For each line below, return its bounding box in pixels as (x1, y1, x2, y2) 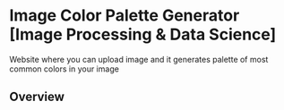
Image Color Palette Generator (9, 5, 240, 26)
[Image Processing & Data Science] (9, 24, 277, 45)
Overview (9, 89, 65, 105)
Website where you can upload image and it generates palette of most (9, 54, 269, 64)
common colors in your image (9, 63, 119, 74)
